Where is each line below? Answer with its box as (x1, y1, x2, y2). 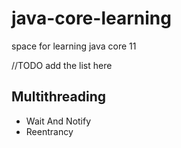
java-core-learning (11, 7, 172, 30)
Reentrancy (25, 125, 74, 137)
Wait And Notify (25, 115, 92, 127)
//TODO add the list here (11, 59, 113, 71)
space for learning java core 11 (11, 40, 137, 52)
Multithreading (11, 88, 107, 106)
